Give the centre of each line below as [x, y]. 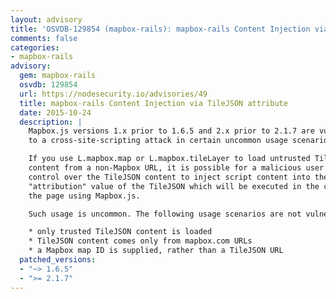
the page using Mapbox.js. [84, 196]
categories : [35, 47]
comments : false [44, 38]
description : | [51, 122]
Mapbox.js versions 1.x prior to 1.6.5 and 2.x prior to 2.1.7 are [171, 131]
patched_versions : [58, 260]
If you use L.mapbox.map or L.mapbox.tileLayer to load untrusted [169, 159]
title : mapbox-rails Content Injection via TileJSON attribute [153, 103]
